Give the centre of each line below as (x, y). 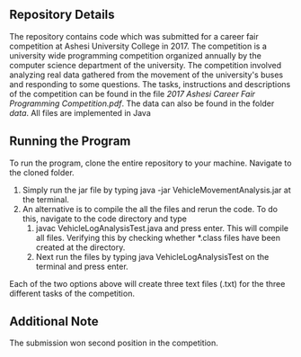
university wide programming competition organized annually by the (136, 55)
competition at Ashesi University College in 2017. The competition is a (138, 46)
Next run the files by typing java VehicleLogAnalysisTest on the (152, 256)
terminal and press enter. (82, 266)
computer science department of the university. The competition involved (146, 65)
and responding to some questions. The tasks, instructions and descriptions (150, 84)
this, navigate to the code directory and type (104, 219)
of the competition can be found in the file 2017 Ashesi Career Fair (133, 94)
